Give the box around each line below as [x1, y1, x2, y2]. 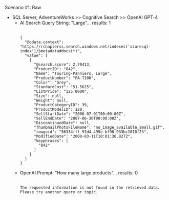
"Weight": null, [33, 98, 69, 103]
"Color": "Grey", [33, 80, 71, 85]
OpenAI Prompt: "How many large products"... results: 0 [19, 170, 138, 176]
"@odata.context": [24, 39, 64, 45]
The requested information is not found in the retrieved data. [19, 185, 160, 190]
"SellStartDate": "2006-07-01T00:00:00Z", [33, 111, 126, 116]
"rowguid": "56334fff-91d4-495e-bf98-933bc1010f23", [33, 129, 149, 134]
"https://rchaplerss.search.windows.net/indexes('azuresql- [19, 44, 151, 49]
